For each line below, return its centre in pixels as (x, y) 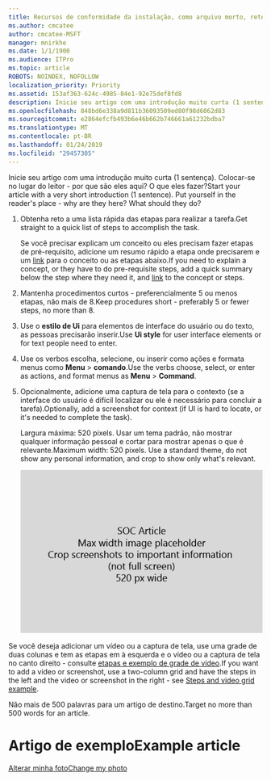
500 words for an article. (49, 713)
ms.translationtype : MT (48, 128)
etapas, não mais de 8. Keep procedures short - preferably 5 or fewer (135, 301)
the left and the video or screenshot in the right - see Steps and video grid (132, 680)
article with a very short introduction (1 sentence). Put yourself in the (122, 195)
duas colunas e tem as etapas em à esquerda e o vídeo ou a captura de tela (134, 654)
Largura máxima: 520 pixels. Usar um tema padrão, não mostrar (126, 433)
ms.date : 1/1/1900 (39, 51)
